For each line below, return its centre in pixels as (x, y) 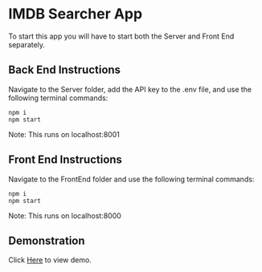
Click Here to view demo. (50, 260)
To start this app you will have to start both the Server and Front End (121, 36)
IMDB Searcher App (76, 14)
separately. (27, 44)
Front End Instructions (65, 160)
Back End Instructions (65, 70)
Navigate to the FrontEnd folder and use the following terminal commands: (131, 179)
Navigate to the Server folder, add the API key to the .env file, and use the (130, 89)
